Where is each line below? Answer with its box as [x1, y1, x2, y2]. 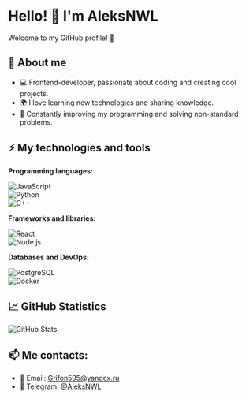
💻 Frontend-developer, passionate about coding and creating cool [19, 77, 237, 87]
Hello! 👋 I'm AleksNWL [8, 7, 158, 25]
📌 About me [8, 56, 67, 69]
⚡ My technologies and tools [8, 141, 151, 155]
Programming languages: [8, 166, 93, 176]
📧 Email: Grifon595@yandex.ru [19, 374, 120, 383]
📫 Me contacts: [8, 349, 88, 362]
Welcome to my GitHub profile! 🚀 [8, 33, 114, 43]
